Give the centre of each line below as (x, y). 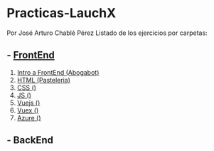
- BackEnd (30, 140)
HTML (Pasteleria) (43, 80)
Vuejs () (28, 103)
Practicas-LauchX (61, 13)
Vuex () (28, 110)
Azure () (29, 118)
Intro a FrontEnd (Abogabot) (58, 72)
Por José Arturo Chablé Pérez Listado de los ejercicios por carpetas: (107, 33)
